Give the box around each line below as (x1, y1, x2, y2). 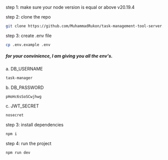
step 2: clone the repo (5, 14, 51, 19)
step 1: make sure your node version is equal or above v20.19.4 (5, 4, 135, 10)
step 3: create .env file (5, 32, 52, 38)
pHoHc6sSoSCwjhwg (5, 94, 42, 99)
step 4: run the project (5, 140, 52, 146)
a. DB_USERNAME (5, 65, 43, 71)
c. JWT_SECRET (5, 103, 39, 109)
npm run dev (5, 150, 30, 155)
